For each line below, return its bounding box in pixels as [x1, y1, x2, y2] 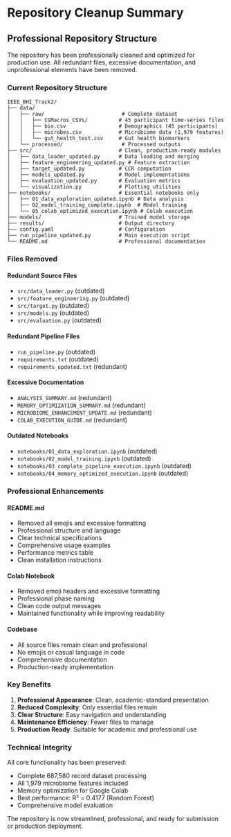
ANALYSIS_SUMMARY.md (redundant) [17, 393, 112, 402]
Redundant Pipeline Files [7, 332, 80, 340]
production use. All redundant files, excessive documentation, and [7, 58, 196, 67]
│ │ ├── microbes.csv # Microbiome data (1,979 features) [7, 129, 225, 136]
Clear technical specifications [17, 534, 102, 542]
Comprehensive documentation [17, 655, 107, 664]
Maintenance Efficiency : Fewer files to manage [17, 718, 154, 726]
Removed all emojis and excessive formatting [17, 519, 147, 528]
